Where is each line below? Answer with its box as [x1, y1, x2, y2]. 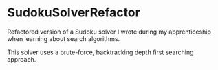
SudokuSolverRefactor [7, 5, 141, 21]
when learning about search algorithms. [7, 34, 120, 43]
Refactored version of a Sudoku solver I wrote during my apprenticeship [7, 27, 212, 36]
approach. [7, 55, 36, 63]
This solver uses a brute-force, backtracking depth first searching [7, 48, 194, 56]
